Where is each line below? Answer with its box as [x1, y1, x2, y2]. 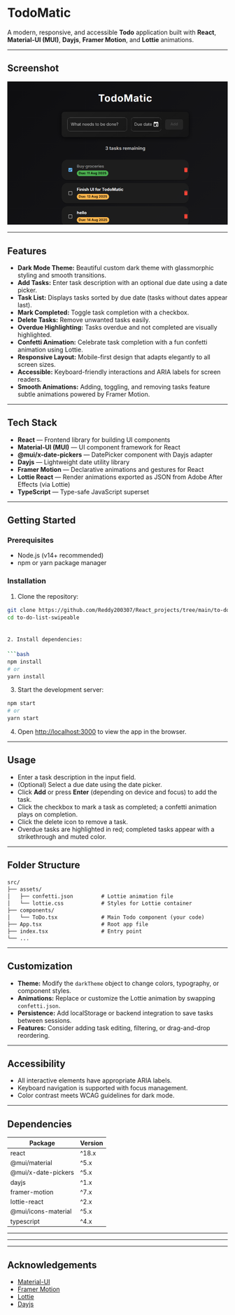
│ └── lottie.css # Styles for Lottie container [7, 900, 192, 907]
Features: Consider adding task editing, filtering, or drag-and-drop [17, 1024, 211, 1032]
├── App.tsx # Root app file [7, 921, 149, 928]
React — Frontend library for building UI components [17, 436, 171, 444]
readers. [17, 375, 42, 383]
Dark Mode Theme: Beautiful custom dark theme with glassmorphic [17, 263, 215, 272]
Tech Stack [7, 417, 57, 429]
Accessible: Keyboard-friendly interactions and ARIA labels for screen [17, 368, 221, 376]
